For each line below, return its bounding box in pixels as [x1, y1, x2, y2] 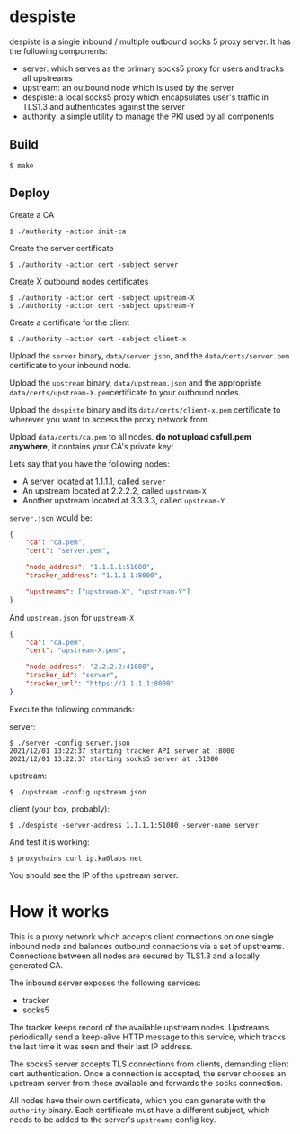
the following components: [9, 45, 108, 56]
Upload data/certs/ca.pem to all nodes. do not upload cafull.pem [9, 431, 251, 442]
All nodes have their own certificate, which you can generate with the [9, 1094, 267, 1105]
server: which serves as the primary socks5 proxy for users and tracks [22, 63, 285, 74]
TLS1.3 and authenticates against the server [22, 101, 186, 112]
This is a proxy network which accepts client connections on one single [9, 930, 274, 942]
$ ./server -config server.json [9, 739, 130, 748]
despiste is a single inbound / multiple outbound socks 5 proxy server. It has [9, 36, 292, 47]
